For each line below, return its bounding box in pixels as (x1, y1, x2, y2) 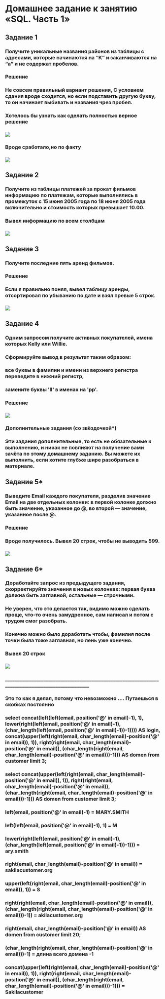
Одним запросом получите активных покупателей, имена (5, 334, 153, 341)
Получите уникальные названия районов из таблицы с (5, 48, 144, 55)
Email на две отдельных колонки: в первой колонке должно (5, 499, 157, 506)
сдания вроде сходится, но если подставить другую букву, (5, 93, 156, 100)
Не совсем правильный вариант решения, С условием (5, 87, 144, 94)
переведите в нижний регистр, (5, 373, 84, 380)
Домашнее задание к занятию (5, 3, 138, 14)
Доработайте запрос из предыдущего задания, (5, 579, 126, 586)
